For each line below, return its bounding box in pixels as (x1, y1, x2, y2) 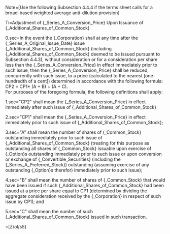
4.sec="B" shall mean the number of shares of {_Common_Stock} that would (5, 177, 165, 183)
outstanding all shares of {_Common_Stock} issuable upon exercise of (5, 145, 152, 152)
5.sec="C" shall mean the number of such (5, 209, 93, 214)
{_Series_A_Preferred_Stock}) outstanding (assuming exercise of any (5, 162, 150, 167)
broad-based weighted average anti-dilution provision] (5, 10, 120, 16)
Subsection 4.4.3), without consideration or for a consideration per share (5, 56, 158, 63)
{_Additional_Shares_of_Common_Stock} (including (5, 46, 112, 51)
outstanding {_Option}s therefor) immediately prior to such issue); (5, 167, 143, 173)
